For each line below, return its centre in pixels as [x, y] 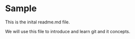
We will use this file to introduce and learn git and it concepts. [68, 31]
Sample [21, 9]
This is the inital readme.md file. [37, 22]
